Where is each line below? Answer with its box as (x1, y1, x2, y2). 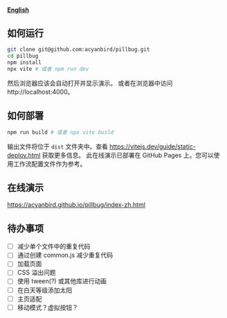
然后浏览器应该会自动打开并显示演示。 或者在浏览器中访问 (7, 78, 173, 87)
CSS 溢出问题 (17, 268, 56, 277)
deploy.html (7, 151, 41, 159)
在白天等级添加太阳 (17, 285, 73, 294)
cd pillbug (7, 53, 39, 60)
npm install (7, 59, 42, 66)
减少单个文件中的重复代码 (17, 242, 91, 251)
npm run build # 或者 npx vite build (7, 128, 114, 135)
